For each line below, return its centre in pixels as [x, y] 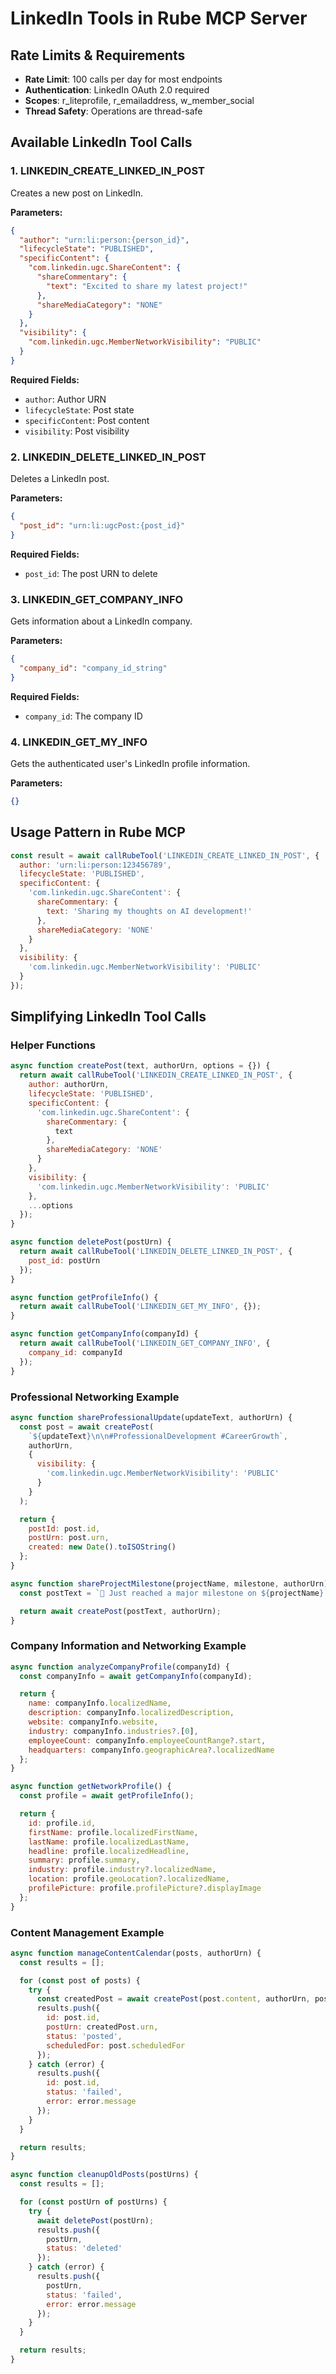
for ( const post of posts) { [80, 1980]
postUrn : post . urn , [69, 1538]
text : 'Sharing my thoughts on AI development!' [149, 911]
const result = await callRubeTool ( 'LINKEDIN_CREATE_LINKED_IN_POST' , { [165, 855]
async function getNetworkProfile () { [91, 1787]
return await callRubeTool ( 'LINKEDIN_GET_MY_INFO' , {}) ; [140, 1307]
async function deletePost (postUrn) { [91, 1242]
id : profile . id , [62, 1823]
